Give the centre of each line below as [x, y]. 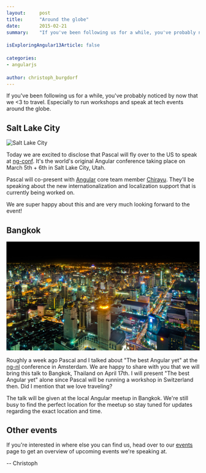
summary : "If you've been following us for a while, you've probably [101, 32]
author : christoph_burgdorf [42, 78]
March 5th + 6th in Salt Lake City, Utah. [56, 168]
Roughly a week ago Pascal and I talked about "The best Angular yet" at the [102, 360]
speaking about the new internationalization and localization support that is [101, 186]
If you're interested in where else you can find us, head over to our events [100, 445]
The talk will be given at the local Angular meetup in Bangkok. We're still [97, 398]
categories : [21, 58]
